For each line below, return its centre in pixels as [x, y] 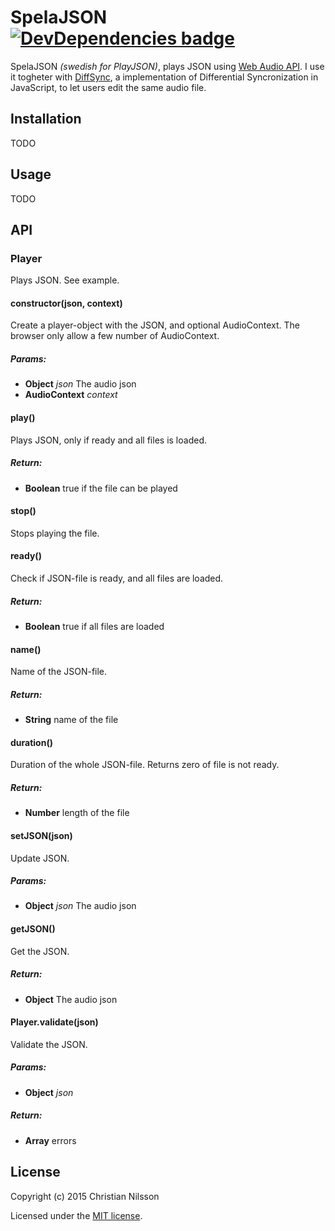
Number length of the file [77, 813]
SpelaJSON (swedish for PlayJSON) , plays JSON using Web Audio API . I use [167, 66]
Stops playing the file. [55, 533]
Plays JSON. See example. [65, 280]
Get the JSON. [40, 951]
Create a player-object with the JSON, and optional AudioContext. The [155, 325]
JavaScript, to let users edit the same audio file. [108, 87]
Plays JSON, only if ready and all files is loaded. [108, 440]
